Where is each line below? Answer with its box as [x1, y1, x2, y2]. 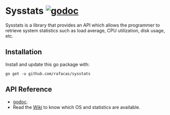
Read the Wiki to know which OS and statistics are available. [12, 104, 140, 110]
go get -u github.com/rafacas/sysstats [5, 71, 91, 76]
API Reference [5, 85, 52, 94]
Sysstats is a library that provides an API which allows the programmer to [5, 22, 160, 28]
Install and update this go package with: [5, 61, 90, 67]
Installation [5, 48, 42, 56]
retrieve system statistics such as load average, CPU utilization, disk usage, [5, 27, 165, 33]
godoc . [12, 99, 28, 105]
